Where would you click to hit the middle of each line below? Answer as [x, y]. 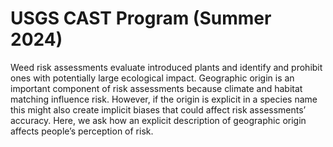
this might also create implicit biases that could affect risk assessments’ [158, 109]
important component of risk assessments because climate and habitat [156, 88]
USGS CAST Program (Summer [141, 18]
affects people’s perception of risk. [82, 131]
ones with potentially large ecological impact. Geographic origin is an [152, 78]
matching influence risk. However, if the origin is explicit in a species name [164, 99]
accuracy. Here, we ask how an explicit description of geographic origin [158, 120]
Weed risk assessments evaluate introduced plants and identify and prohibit [166, 67]
